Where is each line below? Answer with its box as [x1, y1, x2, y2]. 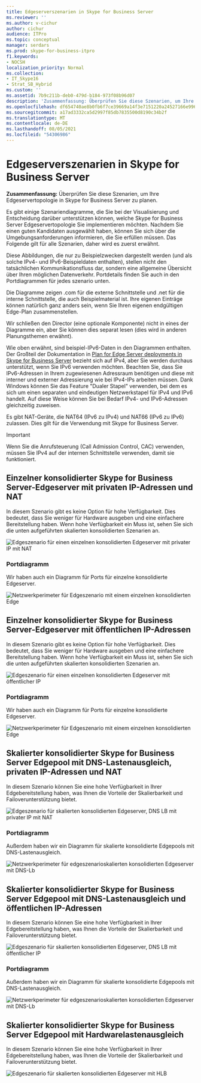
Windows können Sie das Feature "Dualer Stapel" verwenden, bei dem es [6, 382, 187, 389]
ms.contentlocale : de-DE [6, 121, 68, 127]
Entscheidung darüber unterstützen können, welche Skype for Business [6, 214, 183, 222]
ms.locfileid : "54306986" [6, 132, 71, 138]
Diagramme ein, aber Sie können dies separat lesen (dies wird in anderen [6, 326, 187, 333]
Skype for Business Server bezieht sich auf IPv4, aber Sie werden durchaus [6, 357, 193, 364]
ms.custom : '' [6, 87, 42, 93]
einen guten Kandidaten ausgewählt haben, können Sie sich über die [6, 227, 175, 234]
